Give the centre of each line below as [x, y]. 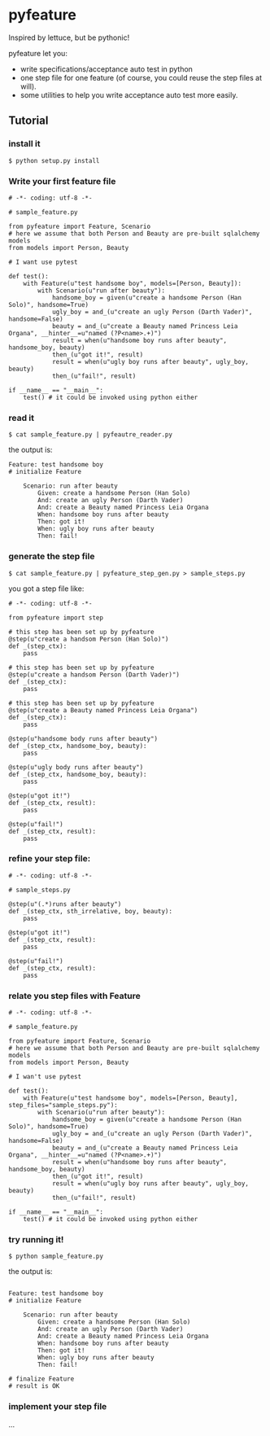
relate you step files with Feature [74, 996]
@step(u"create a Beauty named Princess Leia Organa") [103, 710]
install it [24, 144]
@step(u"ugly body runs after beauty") [76, 767]
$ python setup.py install [54, 160]
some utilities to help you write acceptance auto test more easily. [129, 94]
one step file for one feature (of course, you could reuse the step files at [141, 77]
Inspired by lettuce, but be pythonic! [69, 37]
